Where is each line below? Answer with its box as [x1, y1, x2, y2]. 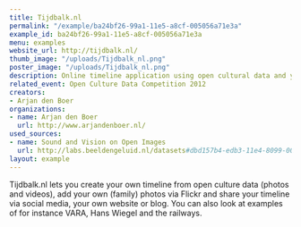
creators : [9, 88, 47, 97]
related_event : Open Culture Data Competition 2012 [9, 80, 206, 88]
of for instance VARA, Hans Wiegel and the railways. [9, 207, 203, 218]
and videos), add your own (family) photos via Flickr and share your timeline [9, 189, 290, 199]
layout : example [9, 154, 70, 164]
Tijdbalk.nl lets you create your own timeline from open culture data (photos [9, 179, 289, 189]
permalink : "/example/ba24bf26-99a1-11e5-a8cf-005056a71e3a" [9, 21, 243, 30]
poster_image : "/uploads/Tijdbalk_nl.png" [9, 63, 170, 72]
